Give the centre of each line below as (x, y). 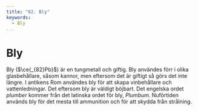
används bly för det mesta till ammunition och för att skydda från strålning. (99, 102)
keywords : (19, 17)
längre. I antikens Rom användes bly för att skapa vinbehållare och (89, 83)
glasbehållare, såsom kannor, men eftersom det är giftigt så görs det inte (97, 76)
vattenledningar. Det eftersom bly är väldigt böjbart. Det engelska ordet (95, 89)
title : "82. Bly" (28, 12)
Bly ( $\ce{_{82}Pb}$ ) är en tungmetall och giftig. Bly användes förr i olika (97, 69)
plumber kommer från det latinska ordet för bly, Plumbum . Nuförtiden (92, 95)
